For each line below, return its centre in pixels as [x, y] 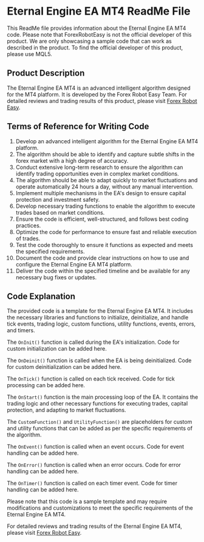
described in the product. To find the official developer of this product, [95, 48]
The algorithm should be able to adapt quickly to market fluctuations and [107, 180]
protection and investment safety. [58, 199]
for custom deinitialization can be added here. [64, 367]
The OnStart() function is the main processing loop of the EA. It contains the [103, 397]
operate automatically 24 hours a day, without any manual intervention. [104, 187]
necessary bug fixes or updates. [56, 277]
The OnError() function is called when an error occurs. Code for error [94, 465]
